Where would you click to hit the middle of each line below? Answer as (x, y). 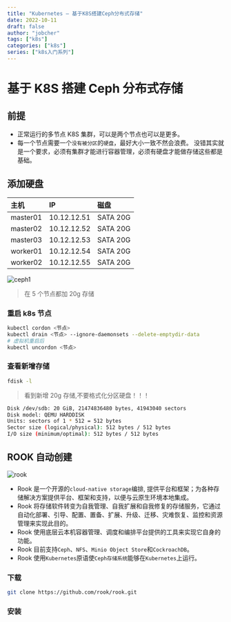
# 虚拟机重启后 (26, 341)
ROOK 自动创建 (40, 457)
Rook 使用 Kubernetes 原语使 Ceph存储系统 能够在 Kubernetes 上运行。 (109, 558)
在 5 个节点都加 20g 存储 (59, 293)
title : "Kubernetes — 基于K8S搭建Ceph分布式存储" (75, 13)
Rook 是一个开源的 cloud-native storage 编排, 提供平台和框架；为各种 (115, 488)
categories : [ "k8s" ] (37, 46)
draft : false (26, 26)
